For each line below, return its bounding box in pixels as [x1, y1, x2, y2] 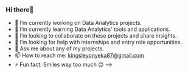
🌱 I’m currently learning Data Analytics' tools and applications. [14, 25, 171, 33]
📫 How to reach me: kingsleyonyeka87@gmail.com [14, 52, 144, 59]
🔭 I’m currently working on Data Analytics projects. [14, 19, 142, 27]
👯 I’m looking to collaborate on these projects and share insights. [14, 32, 177, 39]
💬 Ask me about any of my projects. [14, 45, 105, 52]
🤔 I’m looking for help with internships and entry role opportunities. [14, 39, 183, 46]
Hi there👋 [5, 5, 34, 14]
